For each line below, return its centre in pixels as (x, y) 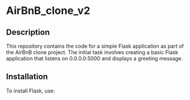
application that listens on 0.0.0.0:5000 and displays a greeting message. (94, 58)
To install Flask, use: (30, 91)
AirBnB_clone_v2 (48, 11)
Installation (27, 77)
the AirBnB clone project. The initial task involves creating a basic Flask (92, 52)
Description (28, 32)
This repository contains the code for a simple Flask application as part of (95, 46)
